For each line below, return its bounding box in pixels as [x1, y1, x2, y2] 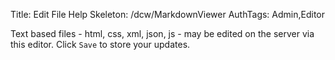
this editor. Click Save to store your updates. [10, 39, 191, 50]
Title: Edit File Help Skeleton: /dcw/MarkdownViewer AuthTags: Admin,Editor [10, 9, 326, 20]
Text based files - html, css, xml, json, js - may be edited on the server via [10, 28, 315, 39]
